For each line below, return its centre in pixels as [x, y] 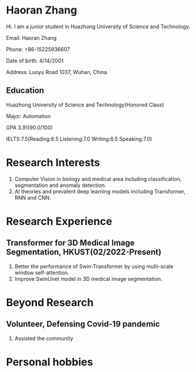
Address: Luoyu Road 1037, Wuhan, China [57, 72]
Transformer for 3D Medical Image [70, 243]
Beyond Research [50, 302]
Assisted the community [44, 338]
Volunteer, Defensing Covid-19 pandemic [83, 324]
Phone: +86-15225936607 [38, 49]
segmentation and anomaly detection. [60, 185]
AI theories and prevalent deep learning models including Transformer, [100, 191]
